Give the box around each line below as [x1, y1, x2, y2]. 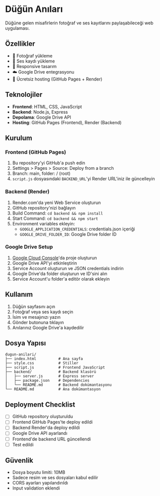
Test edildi [12, 441, 34, 447]
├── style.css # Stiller [5, 361, 79, 366]
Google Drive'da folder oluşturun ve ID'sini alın [12, 271, 107, 277]
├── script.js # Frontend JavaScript [5, 365, 106, 370]
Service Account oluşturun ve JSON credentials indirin [12, 265, 124, 271]
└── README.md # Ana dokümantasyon [5, 387, 101, 392]
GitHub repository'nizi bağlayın [12, 205, 76, 211]
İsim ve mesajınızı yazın [12, 314, 61, 320]
